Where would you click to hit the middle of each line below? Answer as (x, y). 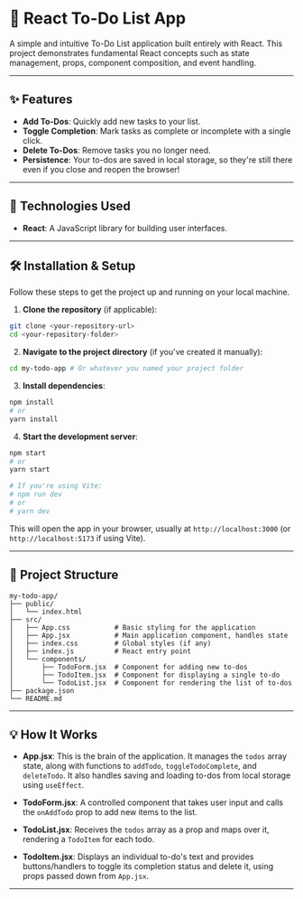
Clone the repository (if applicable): (90, 310)
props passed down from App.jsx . (86, 876)
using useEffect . (53, 785)
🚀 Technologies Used (70, 206)
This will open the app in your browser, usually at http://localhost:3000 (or (150, 529)
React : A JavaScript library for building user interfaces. (125, 228)
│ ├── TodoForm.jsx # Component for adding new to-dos (129, 667)
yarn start (30, 470)
